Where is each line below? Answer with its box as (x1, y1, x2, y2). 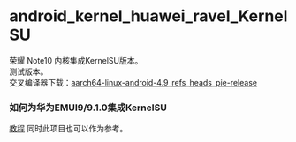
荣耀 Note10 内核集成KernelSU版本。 (9, 55, 143, 65)
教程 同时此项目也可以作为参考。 (9, 123, 128, 134)
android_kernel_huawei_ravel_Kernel (9, 6, 288, 26)
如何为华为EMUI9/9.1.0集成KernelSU (9, 101, 168, 114)
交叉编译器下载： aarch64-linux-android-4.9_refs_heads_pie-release (9, 77, 258, 87)
